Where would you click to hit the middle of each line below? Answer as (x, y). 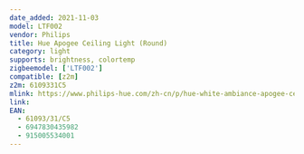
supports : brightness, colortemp (72, 60)
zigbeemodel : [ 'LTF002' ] (56, 69)
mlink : (22, 93)
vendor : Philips (40, 34)
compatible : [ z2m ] (44, 77)
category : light (40, 52)
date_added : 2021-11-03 (54, 18)
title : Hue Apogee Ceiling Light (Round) (89, 43)
